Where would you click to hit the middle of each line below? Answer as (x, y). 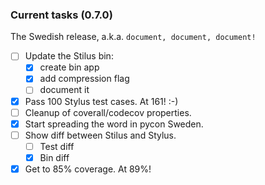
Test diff (57, 146)
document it (64, 90)
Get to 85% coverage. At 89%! (88, 169)
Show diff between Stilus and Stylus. (100, 135)
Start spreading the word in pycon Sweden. (114, 124)
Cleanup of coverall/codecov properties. (108, 112)
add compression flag (84, 79)
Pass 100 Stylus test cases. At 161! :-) (101, 101)
